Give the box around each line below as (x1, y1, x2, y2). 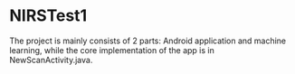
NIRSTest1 (9, 5, 88, 26)
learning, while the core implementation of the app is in (9, 44, 214, 55)
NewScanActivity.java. (9, 54, 93, 65)
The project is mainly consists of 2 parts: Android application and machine (9, 35, 287, 46)
